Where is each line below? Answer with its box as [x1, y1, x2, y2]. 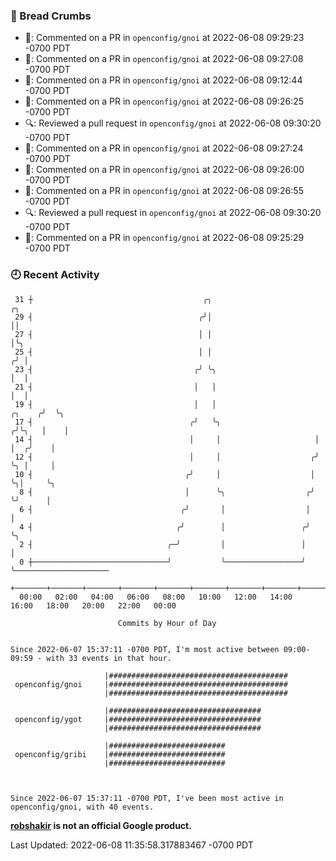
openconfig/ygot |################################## [14, 714, 262, 724]
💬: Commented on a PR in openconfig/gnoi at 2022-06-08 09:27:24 [24, 142, 304, 154]
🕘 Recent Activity [10, 268, 100, 282]
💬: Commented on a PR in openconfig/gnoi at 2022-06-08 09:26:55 [24, 185, 304, 197]
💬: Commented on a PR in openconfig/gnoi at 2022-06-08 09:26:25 [24, 95, 305, 108]
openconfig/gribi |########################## [14, 749, 226, 759]
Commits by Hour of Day [117, 618, 217, 628]
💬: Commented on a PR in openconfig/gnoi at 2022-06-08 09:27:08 [24, 53, 304, 65]
